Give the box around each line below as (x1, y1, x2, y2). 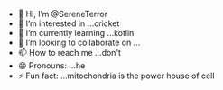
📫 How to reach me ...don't (17, 48, 122, 58)
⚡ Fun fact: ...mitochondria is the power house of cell (17, 70, 215, 81)
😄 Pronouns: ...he (17, 60, 86, 71)
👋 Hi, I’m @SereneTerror (17, 9, 108, 19)
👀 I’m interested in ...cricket (17, 18, 120, 29)
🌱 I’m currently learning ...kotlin (17, 28, 135, 38)
